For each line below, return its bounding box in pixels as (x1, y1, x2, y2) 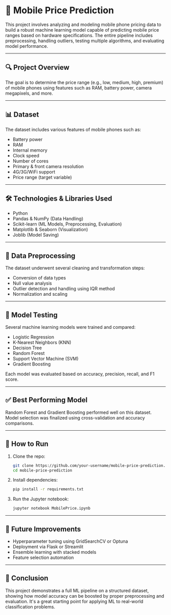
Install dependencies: (12, 477, 58, 483)
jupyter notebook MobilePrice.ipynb (12, 506, 91, 511)
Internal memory (12, 147, 47, 153)
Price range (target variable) (12, 174, 72, 180)
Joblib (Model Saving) (12, 232, 60, 238)
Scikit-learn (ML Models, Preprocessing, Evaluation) (12, 221, 122, 227)
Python (12, 210, 28, 216)
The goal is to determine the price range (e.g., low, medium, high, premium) (5, 79, 164, 86)
